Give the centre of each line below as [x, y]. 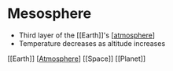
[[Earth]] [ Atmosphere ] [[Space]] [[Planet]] [77, 59]
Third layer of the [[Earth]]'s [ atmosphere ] [86, 35]
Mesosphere [50, 14]
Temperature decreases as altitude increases [92, 43]
